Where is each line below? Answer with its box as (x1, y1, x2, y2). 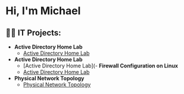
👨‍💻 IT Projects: (5, 28, 61, 38)
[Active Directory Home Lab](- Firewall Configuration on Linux (23, 62, 178, 69)
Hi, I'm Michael (5, 4, 81, 18)
